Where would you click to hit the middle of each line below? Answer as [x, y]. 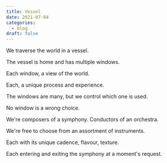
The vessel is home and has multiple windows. [63, 62]
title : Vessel [24, 12]
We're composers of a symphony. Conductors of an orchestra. [82, 120]
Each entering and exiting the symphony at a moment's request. [84, 154]
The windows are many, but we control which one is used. [77, 97]
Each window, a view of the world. [48, 73]
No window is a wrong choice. [43, 108]
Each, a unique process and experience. [55, 85]
